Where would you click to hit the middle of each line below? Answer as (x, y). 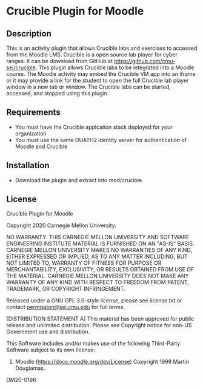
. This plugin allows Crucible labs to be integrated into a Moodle (115, 67)
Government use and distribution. (48, 332)
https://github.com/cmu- (145, 61)
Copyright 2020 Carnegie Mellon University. (61, 225)
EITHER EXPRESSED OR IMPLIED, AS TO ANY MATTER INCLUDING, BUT (97, 257)
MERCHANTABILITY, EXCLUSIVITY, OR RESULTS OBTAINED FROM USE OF (100, 270)
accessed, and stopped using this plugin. (58, 93)
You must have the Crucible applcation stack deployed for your (94, 127)
